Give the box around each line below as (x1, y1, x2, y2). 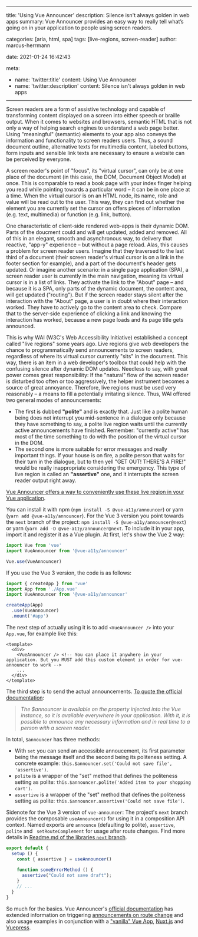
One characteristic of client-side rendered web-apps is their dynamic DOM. (6, 222, 190, 229)
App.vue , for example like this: (6, 630, 78, 637)
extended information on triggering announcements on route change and (6, 911, 184, 918)
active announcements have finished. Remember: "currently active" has (14, 427, 189, 434)
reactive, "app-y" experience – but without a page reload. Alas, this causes (6, 241, 189, 248)
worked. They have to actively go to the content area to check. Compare (6, 304, 182, 311)
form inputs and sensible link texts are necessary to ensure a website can (6, 150, 184, 156)
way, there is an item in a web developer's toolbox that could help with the (6, 359, 186, 366)
